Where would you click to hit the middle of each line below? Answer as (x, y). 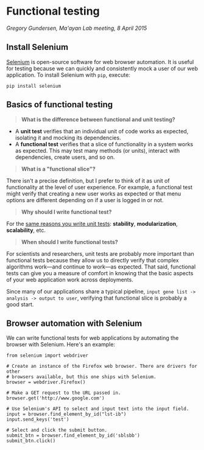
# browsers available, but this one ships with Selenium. (81, 377)
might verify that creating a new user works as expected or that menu (94, 194)
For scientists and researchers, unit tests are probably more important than (100, 253)
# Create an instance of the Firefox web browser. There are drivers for (102, 367)
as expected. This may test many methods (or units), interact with (97, 150)
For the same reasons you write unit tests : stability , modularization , (92, 223)
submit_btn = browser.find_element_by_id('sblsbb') (73, 436)
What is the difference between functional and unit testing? (98, 119)
